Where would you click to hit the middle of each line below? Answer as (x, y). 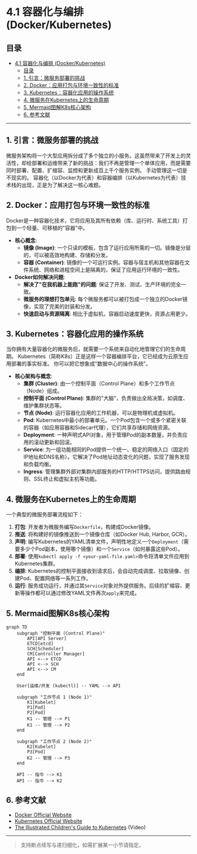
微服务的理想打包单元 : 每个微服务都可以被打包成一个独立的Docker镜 (105, 299)
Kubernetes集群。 (36, 563)
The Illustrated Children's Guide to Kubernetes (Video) (80, 827)
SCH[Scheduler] (46, 649)
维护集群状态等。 (44, 406)
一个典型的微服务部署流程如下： (45, 515)
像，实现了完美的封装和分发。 (59, 306)
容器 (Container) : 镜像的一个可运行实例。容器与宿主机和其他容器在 (104, 262)
